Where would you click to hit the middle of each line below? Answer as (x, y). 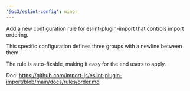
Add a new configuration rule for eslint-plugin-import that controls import (95, 28)
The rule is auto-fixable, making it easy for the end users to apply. (86, 64)
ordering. (17, 35)
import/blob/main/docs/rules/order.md (53, 82)
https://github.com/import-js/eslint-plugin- (71, 75)
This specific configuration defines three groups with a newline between (94, 46)
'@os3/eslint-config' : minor (42, 12)
